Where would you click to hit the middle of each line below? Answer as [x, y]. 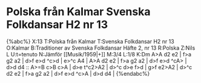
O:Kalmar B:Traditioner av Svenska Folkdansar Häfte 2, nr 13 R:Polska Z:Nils [101, 48]
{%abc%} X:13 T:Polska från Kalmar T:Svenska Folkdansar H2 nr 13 [90, 41]
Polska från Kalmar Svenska [78, 12]
